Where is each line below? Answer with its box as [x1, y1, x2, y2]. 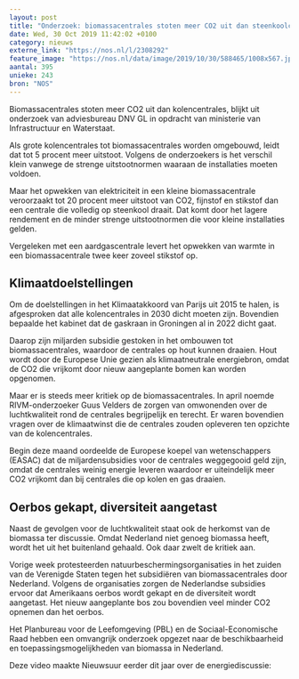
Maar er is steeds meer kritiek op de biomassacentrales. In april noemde [9, 391, 274, 401]
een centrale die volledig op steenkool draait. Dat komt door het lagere [9, 204, 268, 214]
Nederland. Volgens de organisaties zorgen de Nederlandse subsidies [9, 578, 266, 589]
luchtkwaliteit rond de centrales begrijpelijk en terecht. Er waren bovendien [9, 409, 285, 420]
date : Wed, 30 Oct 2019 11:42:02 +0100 [9, 29, 158, 38]
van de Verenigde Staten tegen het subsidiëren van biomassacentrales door [9, 569, 287, 579]
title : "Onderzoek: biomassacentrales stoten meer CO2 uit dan [9, 21, 249, 30]
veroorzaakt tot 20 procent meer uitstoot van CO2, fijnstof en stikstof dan [9, 195, 279, 206]
